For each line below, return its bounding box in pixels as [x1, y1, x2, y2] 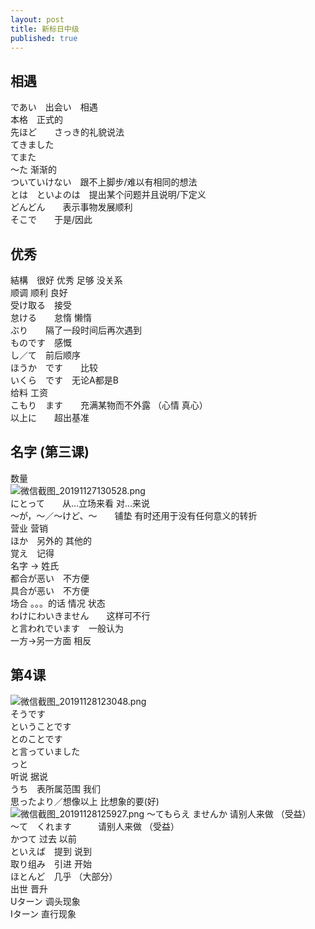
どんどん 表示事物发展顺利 [10, 201, 133, 213]
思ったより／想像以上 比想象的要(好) [10, 795, 160, 807]
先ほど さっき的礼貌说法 [10, 126, 125, 138]
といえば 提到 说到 [10, 845, 92, 857]
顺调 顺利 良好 [10, 287, 68, 298]
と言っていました [10, 745, 81, 757]
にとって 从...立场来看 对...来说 [10, 497, 151, 509]
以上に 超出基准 [10, 412, 90, 423]
